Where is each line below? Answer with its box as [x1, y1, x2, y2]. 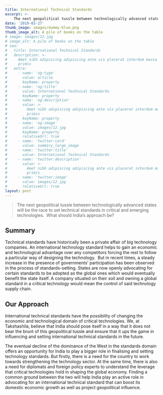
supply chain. [5, 286, 32, 292]
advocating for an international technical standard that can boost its [5, 379, 141, 385]
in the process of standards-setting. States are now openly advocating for [5, 265, 153, 271]
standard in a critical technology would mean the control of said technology [5, 281, 156, 287]
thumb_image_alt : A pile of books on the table [5, 30, 103, 35]
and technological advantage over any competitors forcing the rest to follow [5, 250, 157, 256]
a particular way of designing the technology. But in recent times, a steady [5, 255, 155, 261]
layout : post [5, 188, 32, 193]
